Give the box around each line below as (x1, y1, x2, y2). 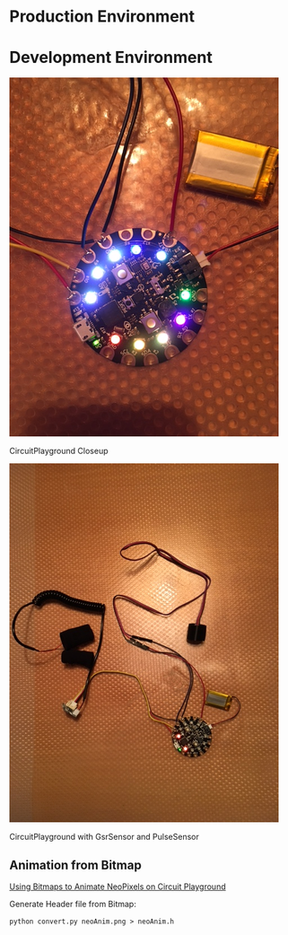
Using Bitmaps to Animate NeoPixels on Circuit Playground (9, 881, 226, 892)
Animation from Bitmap (9, 857, 142, 872)
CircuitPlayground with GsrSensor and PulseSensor (9, 832, 199, 843)
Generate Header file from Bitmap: (9, 898, 136, 909)
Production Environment (9, 6, 196, 27)
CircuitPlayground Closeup (9, 446, 109, 457)
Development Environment (9, 48, 213, 68)
